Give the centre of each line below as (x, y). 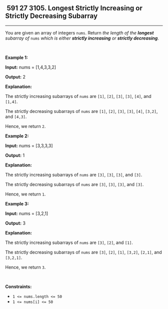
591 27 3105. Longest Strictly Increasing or (74, 8)
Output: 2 (15, 76)
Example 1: (17, 57)
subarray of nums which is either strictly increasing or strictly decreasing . (82, 38)
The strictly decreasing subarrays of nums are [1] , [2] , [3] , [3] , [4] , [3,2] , (81, 111)
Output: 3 (15, 223)
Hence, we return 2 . (25, 126)
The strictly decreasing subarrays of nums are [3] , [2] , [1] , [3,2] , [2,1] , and (84, 252)
